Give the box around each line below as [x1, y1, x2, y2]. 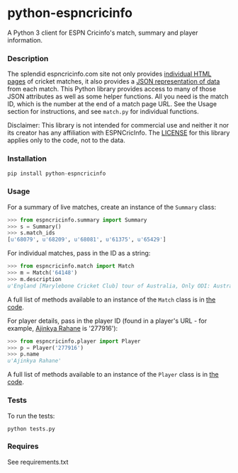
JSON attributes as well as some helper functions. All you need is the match [7, 92, 229, 101]
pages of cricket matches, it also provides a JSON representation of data [7, 77, 220, 86]
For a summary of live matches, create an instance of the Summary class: [7, 203, 217, 211]
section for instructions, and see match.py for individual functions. [7, 108, 200, 116]
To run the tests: [7, 411, 55, 420]
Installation [7, 154, 47, 164]
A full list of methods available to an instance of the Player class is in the [7, 370, 220, 379]
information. [7, 35, 43, 44]
